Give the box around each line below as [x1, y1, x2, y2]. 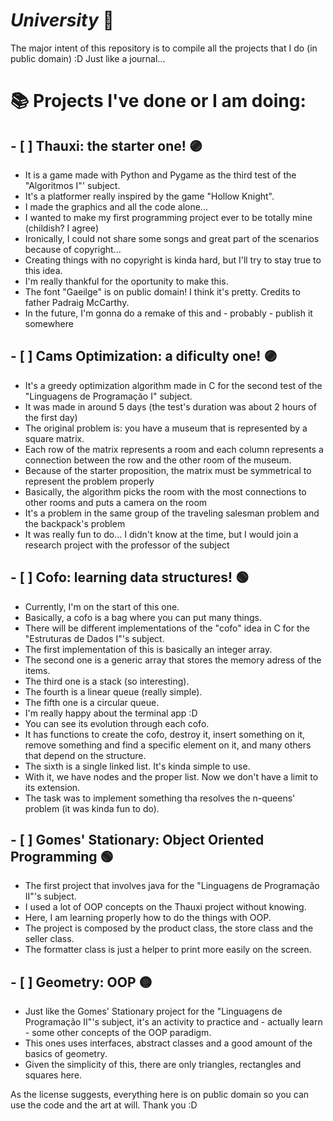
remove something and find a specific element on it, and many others [24, 739, 312, 751]
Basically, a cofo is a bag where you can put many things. [24, 611, 262, 623]
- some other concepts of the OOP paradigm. [24, 1027, 212, 1039]
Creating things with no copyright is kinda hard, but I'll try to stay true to [24, 254, 322, 266]
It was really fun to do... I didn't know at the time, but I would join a [24, 528, 299, 540]
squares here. [24, 1069, 83, 1081]
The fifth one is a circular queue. [24, 696, 160, 708]
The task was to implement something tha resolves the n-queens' [24, 792, 296, 804]
